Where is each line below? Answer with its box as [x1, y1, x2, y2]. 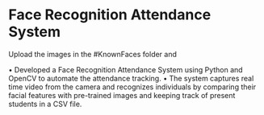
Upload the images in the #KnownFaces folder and [8, 49, 178, 59]
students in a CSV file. [8, 99, 82, 109]
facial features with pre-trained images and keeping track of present [8, 90, 236, 100]
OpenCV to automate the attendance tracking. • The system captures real [8, 73, 254, 83]
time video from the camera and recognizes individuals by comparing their [8, 82, 257, 92]
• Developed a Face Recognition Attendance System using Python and [8, 64, 244, 74]
